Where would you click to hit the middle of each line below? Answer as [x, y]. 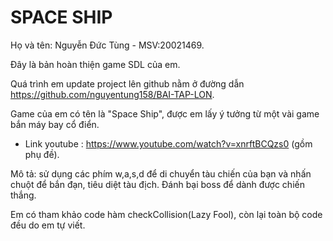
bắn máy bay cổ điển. [55, 124]
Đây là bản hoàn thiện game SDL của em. [95, 64]
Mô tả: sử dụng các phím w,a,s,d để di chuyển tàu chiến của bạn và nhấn [161, 173]
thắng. [23, 195]
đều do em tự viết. [48, 225]
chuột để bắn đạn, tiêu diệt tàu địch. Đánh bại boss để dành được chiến [157, 184]
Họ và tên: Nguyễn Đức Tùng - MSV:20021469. [107, 45]
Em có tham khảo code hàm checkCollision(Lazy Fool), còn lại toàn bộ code [166, 214]
